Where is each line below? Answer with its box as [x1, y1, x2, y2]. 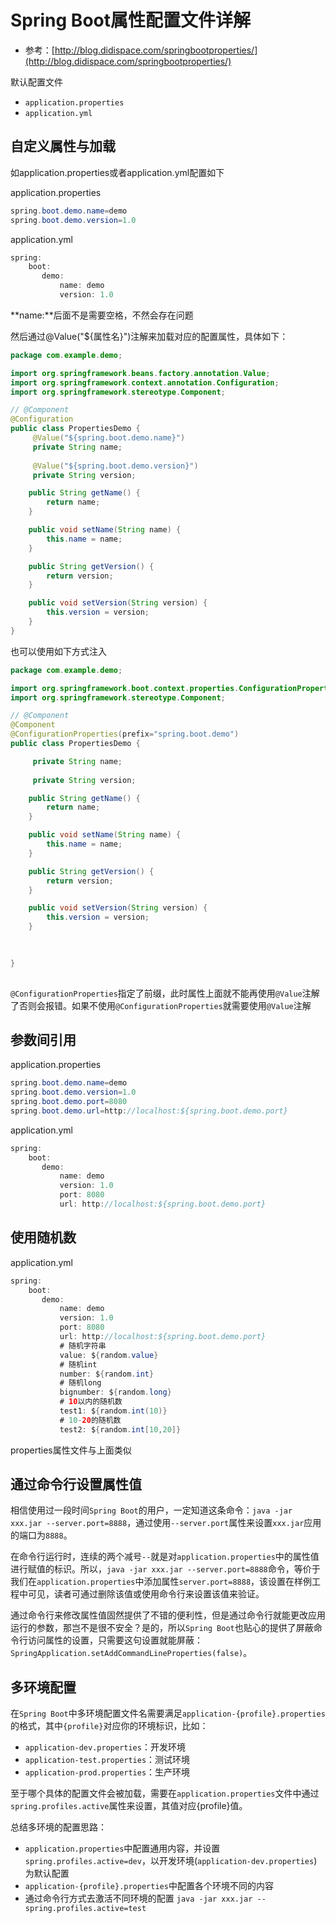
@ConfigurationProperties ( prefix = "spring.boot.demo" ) [10, 729, 240, 740]
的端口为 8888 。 [10, 1529, 73, 1541]
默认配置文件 [10, 76, 63, 88]
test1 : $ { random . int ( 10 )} [59, 1406, 168, 1416]
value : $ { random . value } [59, 1350, 159, 1360]
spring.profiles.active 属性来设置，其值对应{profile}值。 [10, 1800, 248, 1812]
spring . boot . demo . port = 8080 [10, 1097, 128, 1107]
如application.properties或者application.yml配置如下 [10, 166, 225, 178]
